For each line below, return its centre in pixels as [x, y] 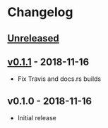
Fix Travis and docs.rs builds [59, 79]
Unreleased [34, 38]
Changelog [40, 12]
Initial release [37, 118]
